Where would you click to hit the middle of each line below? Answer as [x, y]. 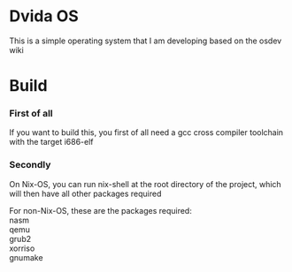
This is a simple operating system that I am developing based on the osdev [146, 41]
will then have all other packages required [85, 193]
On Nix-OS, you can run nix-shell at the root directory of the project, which [145, 184]
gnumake [26, 257]
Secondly [30, 165]
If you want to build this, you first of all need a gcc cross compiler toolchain [146, 132]
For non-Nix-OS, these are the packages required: [100, 210]
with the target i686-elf [52, 142]
